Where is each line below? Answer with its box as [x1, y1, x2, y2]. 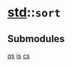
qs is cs [7, 51, 31, 60]
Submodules [7, 33, 66, 45]
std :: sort [7, 4, 61, 21]
